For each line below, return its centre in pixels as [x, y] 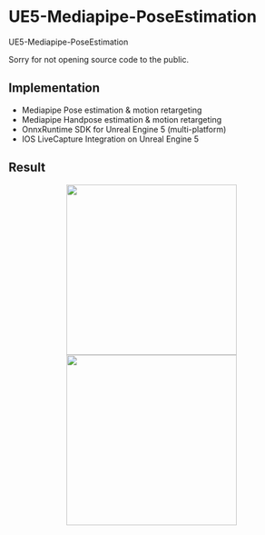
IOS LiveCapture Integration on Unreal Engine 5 [110, 139]
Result [27, 168]
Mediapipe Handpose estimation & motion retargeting [122, 119]
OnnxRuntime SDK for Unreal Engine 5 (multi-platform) [124, 129]
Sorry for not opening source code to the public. [99, 59]
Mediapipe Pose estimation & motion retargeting [112, 110]
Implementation [54, 88]
